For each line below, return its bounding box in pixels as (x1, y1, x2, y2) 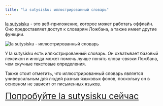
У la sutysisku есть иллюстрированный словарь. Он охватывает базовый (5, 50, 159, 56)
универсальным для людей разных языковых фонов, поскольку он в (5, 75, 150, 81)
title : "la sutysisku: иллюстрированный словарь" (5, 7, 109, 12)
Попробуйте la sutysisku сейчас (5, 90, 139, 102)
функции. (5, 31, 25, 37)
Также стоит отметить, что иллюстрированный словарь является (5, 70, 144, 76)
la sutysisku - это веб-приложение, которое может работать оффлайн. (5, 21, 154, 27)
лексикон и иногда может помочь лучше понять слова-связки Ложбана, (5, 55, 159, 62)
